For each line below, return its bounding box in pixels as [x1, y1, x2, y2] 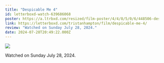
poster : [5, 16, 21, 21]
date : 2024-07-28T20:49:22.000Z [5, 30, 71, 35]
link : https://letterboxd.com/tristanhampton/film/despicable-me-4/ [5, 21, 147, 26]
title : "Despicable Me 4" [5, 7, 58, 12]
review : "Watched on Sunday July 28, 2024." [5, 25, 97, 30]
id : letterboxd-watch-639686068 [5, 12, 71, 17]
